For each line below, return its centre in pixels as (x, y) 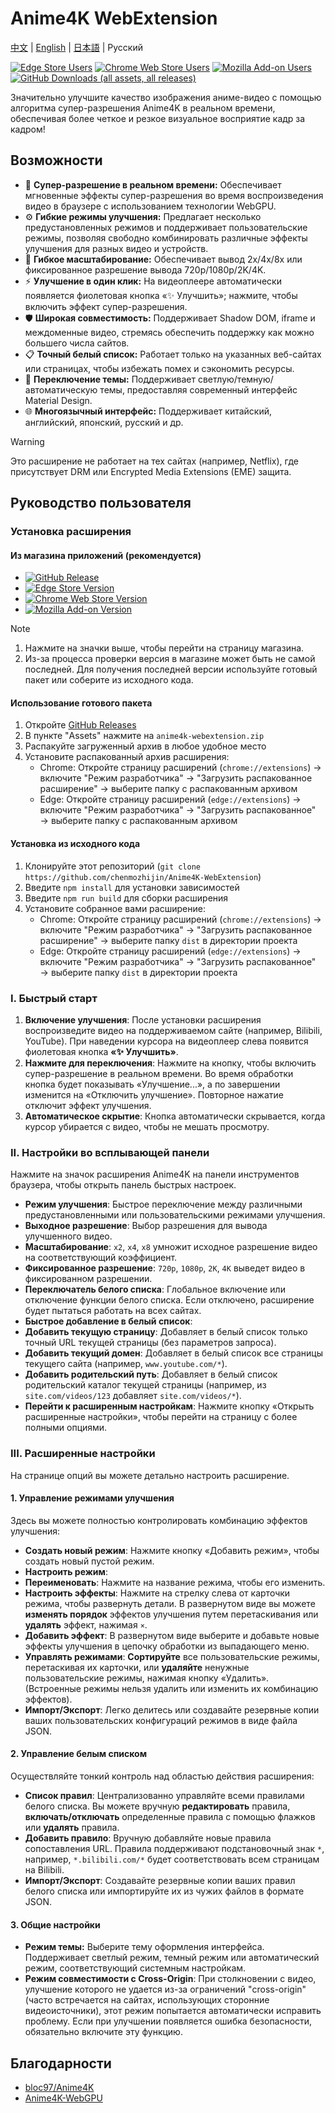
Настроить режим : (66, 1571)
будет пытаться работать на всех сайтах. (113, 1311)
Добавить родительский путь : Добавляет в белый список (151, 1374)
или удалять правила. (72, 1827)
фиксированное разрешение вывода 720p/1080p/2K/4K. (145, 269)
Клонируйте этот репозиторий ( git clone (112, 866)
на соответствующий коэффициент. (101, 1258)
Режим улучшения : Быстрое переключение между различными (163, 1204)
